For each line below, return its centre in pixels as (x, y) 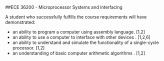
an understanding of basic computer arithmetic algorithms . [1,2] (79, 53)
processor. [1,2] (28, 48)
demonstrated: (20, 22)
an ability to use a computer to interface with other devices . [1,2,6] (81, 37)
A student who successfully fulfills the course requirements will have (76, 17)
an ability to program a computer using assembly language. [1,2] (79, 32)
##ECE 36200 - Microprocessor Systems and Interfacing (64, 7)
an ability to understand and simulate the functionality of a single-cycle (85, 42)
